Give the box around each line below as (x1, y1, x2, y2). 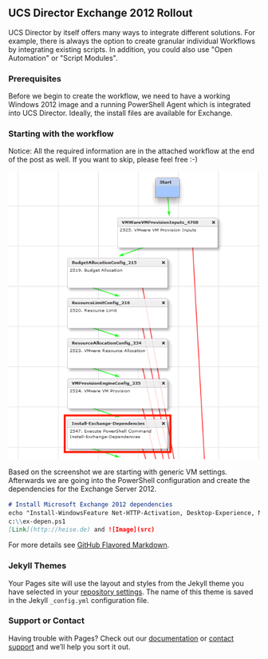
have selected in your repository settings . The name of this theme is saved (8, 587, 254, 597)
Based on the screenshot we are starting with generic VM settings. (8, 467, 227, 477)
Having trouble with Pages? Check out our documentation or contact (8, 633, 234, 643)
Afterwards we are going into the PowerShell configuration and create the (8, 475, 250, 485)
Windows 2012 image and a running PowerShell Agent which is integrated (8, 100, 251, 110)
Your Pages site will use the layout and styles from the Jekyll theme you (8, 578, 245, 588)
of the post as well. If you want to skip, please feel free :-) (8, 155, 198, 165)
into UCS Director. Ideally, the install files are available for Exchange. (8, 108, 233, 118)
